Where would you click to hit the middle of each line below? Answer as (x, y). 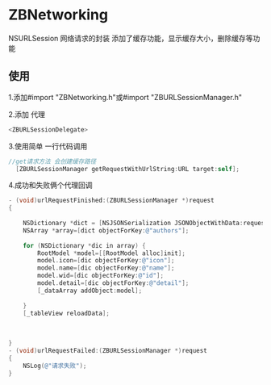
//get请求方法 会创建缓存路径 (52, 161)
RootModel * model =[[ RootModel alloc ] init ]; (111, 253)
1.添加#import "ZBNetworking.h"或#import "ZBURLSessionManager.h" (125, 97)
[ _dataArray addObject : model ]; (90, 291)
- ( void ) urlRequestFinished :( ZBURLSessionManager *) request (112, 201)
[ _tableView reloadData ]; (67, 313)
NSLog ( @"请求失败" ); (55, 366)
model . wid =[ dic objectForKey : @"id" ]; (100, 276)
